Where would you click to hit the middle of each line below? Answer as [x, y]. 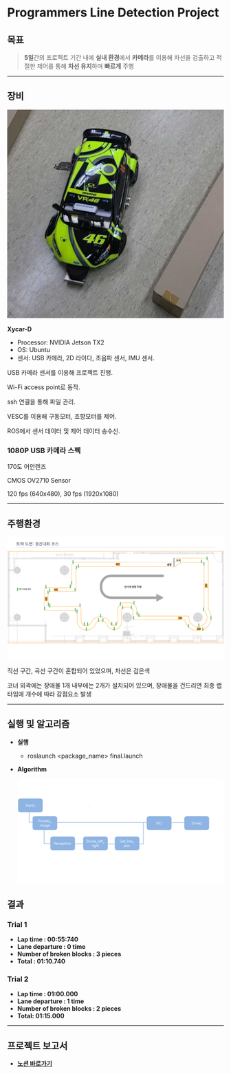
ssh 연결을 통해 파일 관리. [41, 402]
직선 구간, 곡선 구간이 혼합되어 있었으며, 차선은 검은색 [78, 670]
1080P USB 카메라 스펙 [44, 450]
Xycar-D [20, 329]
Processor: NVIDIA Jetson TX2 [60, 342]
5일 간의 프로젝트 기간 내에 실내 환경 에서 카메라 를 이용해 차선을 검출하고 [119, 57]
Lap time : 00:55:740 [48, 939]
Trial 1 [17, 924]
